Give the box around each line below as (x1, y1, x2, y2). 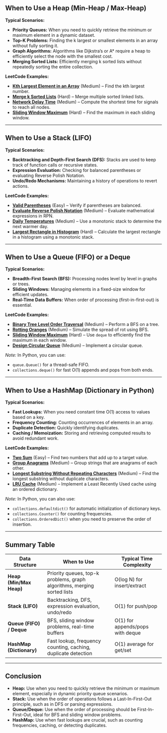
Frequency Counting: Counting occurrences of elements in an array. (12, 419, 154, 425)
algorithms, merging (47, 582, 94, 589)
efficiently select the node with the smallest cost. (12, 53, 113, 59)
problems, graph (47, 576, 86, 583)
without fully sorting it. (12, 42, 59, 49)
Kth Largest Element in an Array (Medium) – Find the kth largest (12, 83, 145, 89)
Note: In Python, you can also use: (5, 496, 76, 502)
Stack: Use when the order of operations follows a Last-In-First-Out (12, 696, 152, 702)
